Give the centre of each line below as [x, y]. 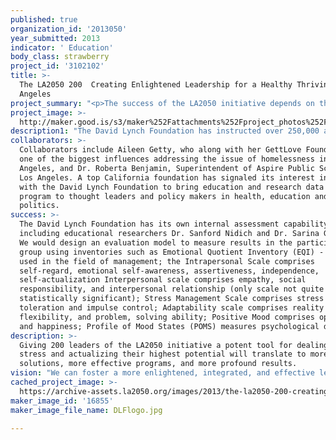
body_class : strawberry [60, 57]
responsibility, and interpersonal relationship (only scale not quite [172, 289]
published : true [44, 19]
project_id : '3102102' [57, 66]
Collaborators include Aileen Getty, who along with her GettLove [160, 150]
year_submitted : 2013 [55, 38]
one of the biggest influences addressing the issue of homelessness [167, 159]
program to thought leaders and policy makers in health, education [165, 196]
